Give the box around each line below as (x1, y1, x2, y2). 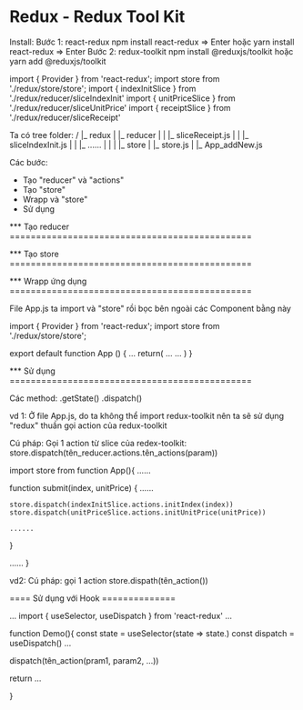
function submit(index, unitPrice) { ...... (9, 482, 154, 493)
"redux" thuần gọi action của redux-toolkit (9, 420, 167, 431)
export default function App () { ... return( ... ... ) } (9, 347, 193, 358)
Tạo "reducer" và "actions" (22, 175, 125, 185)
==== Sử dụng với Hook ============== (9, 593, 176, 604)
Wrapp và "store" (22, 194, 88, 205)
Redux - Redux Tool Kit (9, 6, 186, 27)
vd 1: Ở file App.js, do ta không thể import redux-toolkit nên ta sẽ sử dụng (9, 410, 285, 421)
